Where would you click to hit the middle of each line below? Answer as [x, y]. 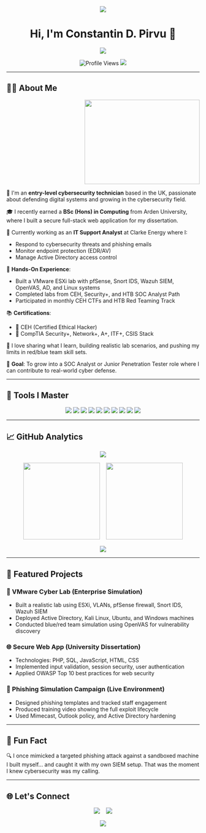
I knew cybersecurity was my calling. [53, 771]
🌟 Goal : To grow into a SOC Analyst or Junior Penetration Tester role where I [103, 364]
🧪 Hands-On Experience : [39, 269]
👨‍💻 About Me [32, 88]
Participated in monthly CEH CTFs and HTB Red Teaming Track [95, 300]
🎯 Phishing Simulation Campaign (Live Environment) [86, 689]
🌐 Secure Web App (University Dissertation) [74, 646]
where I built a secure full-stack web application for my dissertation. [93, 220]
